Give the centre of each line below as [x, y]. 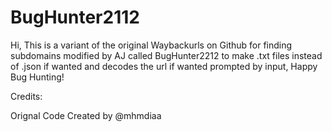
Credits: [26, 96]
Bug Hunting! [37, 77]
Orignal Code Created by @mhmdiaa [86, 115]
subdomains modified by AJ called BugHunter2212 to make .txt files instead [166, 55]
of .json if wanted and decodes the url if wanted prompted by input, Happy [164, 66]
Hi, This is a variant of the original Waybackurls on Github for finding [151, 45]
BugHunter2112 [75, 17]
